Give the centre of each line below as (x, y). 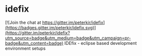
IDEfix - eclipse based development (101, 43)
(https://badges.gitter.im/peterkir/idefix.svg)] (51, 27)
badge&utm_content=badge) (34, 43)
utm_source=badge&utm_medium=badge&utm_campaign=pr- (68, 38)
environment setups (25, 48)
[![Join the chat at (23, 22)
